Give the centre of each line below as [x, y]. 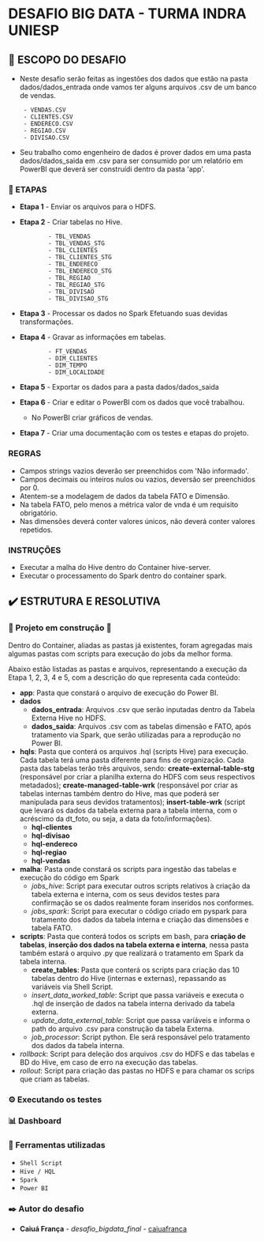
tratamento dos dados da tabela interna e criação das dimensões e [140, 919]
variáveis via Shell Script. [72, 986]
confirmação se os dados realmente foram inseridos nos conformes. [143, 903]
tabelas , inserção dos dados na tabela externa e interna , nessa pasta [134, 945]
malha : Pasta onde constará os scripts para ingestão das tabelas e [128, 869]
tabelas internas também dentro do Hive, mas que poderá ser [119, 793]
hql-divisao [50, 836]
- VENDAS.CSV [45, 110]
